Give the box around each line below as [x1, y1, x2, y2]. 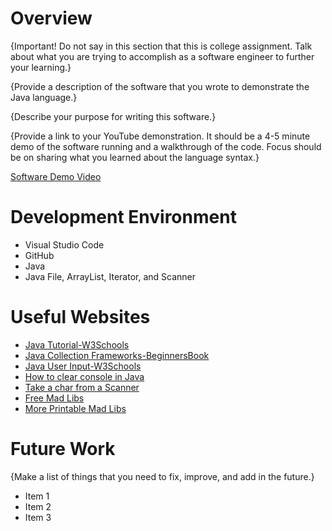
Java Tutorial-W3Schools [24, 338, 130, 351]
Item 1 [24, 490, 50, 502]
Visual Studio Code [24, 238, 105, 251]
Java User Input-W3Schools [24, 360, 142, 372]
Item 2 [24, 500, 52, 512]
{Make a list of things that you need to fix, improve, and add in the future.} [10, 470, 315, 482]
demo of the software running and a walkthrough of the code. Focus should [10, 140, 322, 152]
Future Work [10, 438, 116, 460]
